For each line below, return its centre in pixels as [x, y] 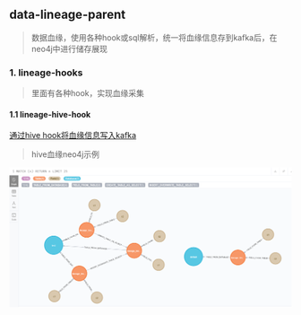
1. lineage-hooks [46, 73]
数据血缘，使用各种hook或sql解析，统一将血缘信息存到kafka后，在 [154, 37]
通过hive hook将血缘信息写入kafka [73, 136]
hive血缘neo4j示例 [65, 154]
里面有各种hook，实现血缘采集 [88, 93]
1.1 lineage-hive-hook [50, 114]
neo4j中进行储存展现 [69, 48]
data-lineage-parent [68, 15]
